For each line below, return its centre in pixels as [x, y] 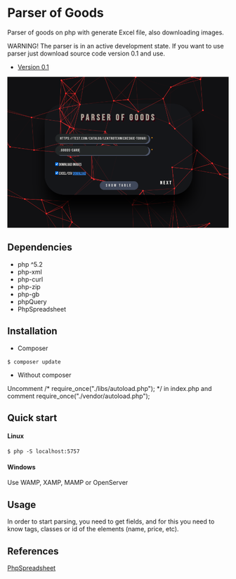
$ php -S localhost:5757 [44, 452]
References [33, 551]
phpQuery [32, 301]
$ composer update [34, 362]
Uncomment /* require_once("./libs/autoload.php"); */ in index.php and [110, 388]
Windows [21, 467]
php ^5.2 [30, 264]
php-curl [30, 279]
